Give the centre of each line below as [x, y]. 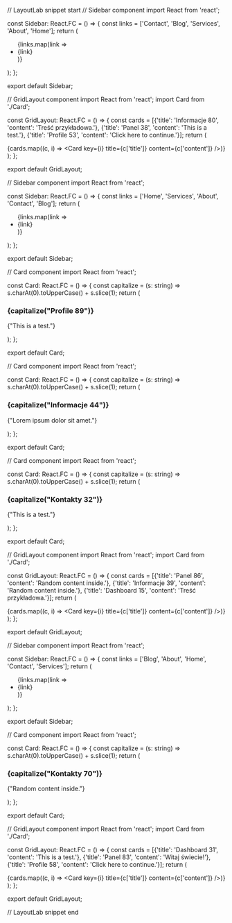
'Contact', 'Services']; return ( [50, 666]
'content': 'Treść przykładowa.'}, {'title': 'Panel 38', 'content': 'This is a [107, 127]
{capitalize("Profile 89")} [51, 310]
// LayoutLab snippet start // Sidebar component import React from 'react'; [114, 10]
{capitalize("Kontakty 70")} [55, 773]
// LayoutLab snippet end [43, 913]
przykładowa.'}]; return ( [42, 598]
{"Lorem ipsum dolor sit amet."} [52, 420]
